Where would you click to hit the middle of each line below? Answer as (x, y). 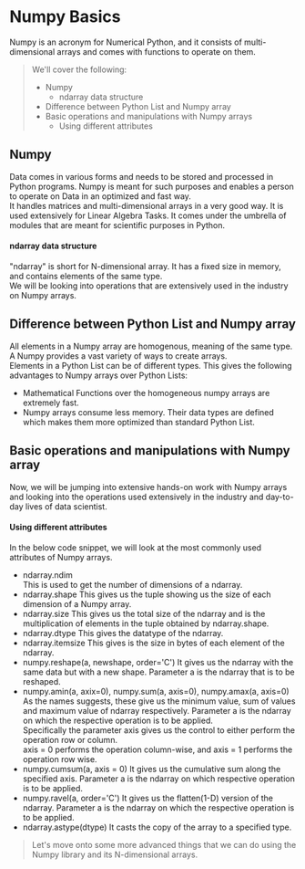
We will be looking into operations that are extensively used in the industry (149, 286)
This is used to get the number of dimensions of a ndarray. (132, 584)
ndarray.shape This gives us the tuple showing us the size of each (147, 594)
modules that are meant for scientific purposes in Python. (117, 225)
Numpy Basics (65, 17)
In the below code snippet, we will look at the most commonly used (136, 547)
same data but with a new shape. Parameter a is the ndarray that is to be (158, 672)
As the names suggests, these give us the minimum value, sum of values (159, 701)
